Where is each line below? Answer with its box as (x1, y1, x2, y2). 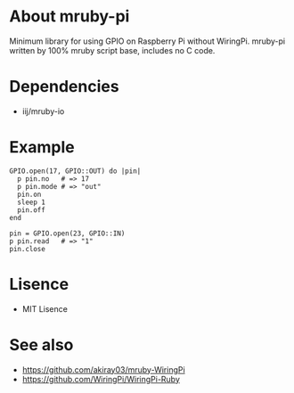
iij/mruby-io (21, 105, 65, 117)
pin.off (17, 205, 46, 215)
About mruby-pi (9, 6, 130, 27)
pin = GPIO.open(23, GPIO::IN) (9, 229, 126, 238)
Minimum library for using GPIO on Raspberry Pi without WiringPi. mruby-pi (9, 36, 286, 46)
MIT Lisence (21, 303, 69, 314)
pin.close (9, 244, 46, 253)
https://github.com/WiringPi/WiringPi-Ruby (21, 373, 181, 384)
